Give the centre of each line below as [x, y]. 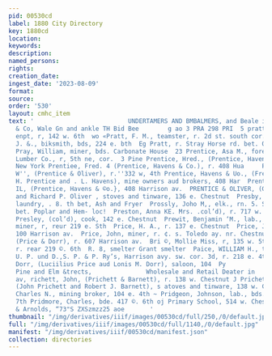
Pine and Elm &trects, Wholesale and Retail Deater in [135, 272]
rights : [21, 69]
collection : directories [50, 339]
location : [25, 38]
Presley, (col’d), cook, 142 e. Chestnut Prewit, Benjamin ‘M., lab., [139, 219]
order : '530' [30, 106]
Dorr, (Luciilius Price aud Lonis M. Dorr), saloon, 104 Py [121, 264]
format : [21, 91]
